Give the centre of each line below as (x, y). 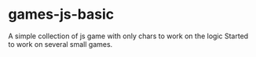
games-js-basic (61, 14)
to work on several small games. (60, 44)
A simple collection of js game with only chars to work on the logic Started (128, 36)
